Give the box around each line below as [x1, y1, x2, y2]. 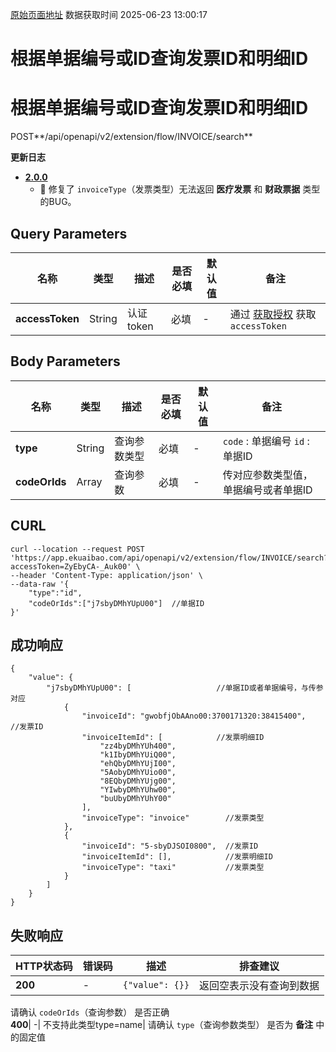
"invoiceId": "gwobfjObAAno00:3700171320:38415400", [81, 711, 307, 722]
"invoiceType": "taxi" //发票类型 [81, 863, 265, 873]
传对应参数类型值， [222, 468, 313, 482]
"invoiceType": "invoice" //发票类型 [81, 813, 265, 823]
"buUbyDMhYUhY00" [99, 794, 172, 804]
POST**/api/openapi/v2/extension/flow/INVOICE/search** [10, 131, 253, 143]
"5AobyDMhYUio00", [99, 768, 177, 778]
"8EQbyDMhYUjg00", [99, 776, 177, 787]
